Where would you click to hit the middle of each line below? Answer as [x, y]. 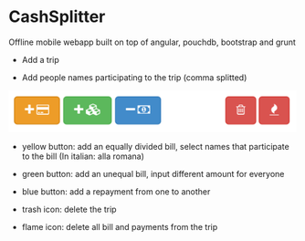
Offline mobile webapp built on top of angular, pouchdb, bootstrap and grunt [152, 42]
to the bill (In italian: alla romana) [83, 156]
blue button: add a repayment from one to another [116, 192]
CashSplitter [57, 17]
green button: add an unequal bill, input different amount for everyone [153, 174]
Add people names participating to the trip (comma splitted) [134, 77]
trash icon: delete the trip [69, 210]
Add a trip [41, 59]
